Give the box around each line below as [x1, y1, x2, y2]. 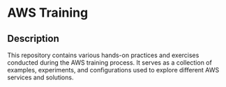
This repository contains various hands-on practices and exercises [7, 51, 199, 59]
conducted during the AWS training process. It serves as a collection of [7, 58, 213, 67]
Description [7, 33, 59, 45]
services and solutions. [7, 73, 74, 81]
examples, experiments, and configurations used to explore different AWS [7, 66, 220, 74]
